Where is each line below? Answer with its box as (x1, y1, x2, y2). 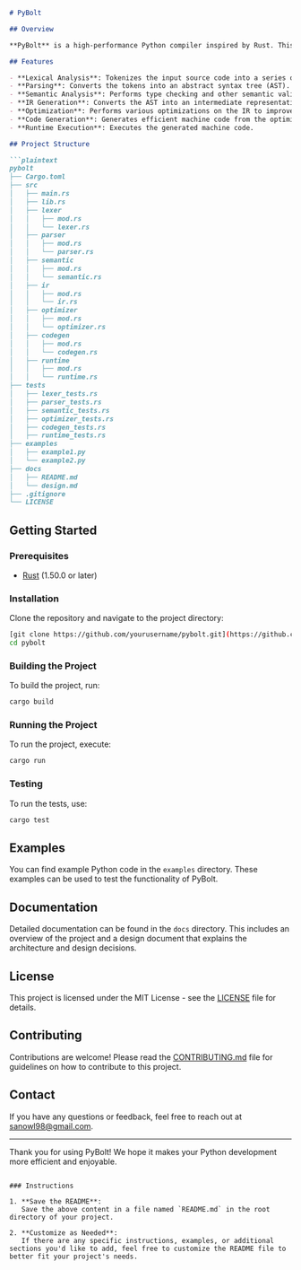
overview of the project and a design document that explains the (9, 933, 248, 944)
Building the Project (9, 660, 97, 672)
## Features (9, 57, 54, 66)
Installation (9, 592, 60, 605)
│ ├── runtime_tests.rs (9, 431, 106, 440)
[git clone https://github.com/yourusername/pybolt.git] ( (9, 630, 230, 639)
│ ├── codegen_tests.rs (9, 423, 106, 432)
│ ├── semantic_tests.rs (9, 406, 110, 415)
